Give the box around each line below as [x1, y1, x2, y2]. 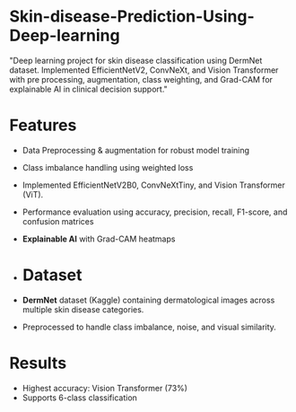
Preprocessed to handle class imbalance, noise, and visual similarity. [22, 321, 276, 332]
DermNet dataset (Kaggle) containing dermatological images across [22, 294, 275, 305]
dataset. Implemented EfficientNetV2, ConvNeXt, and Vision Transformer [9, 65, 279, 75]
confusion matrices [22, 215, 94, 226]
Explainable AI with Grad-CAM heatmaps [22, 233, 176, 244]
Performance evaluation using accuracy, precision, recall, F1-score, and [22, 206, 288, 217]
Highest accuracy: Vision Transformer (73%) [22, 382, 188, 393]
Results [9, 353, 67, 373]
